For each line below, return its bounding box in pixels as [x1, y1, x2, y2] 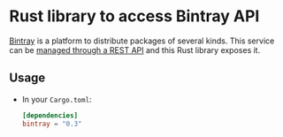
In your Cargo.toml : [21, 94, 92, 104]
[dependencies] [21, 110, 79, 120]
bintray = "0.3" [21, 119, 82, 128]
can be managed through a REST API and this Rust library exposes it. [9, 44, 261, 55]
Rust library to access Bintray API [9, 6, 260, 27]
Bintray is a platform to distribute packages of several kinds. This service [9, 35, 275, 46]
